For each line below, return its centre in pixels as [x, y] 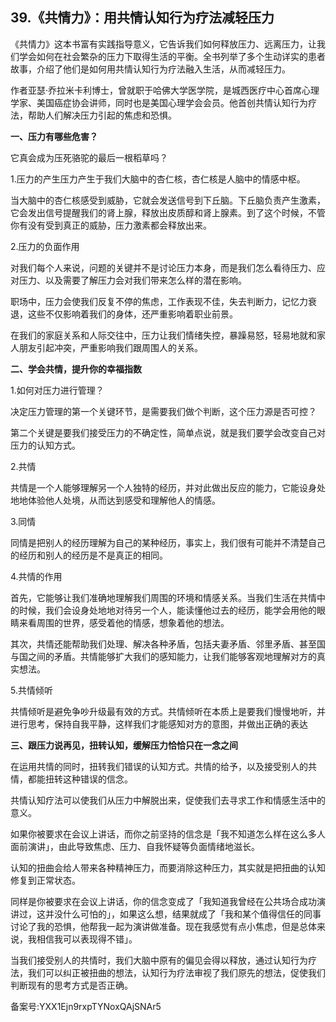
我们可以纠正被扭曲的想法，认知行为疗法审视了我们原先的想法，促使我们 [176, 972]
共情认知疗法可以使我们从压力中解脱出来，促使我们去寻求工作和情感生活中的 [168, 800]
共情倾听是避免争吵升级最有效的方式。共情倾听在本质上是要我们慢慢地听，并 [168, 711]
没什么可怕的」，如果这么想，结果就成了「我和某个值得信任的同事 [187, 914]
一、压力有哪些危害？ [54, 136]
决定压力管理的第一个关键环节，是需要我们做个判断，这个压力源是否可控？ [163, 411]
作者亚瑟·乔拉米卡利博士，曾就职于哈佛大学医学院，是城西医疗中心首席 [156, 90]
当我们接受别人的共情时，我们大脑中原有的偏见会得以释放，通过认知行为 [159, 960]
